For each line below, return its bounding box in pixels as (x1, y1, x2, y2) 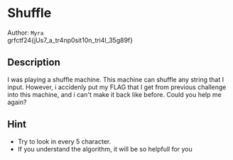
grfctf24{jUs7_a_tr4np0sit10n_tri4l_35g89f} (7, 35, 134, 44)
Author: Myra (7, 28, 44, 37)
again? (7, 98, 27, 106)
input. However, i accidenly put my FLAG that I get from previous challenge (7, 83, 227, 91)
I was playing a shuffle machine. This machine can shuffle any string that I (7, 75, 224, 84)
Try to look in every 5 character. (17, 137, 112, 146)
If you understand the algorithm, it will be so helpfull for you (17, 144, 193, 153)
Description (7, 57, 60, 69)
